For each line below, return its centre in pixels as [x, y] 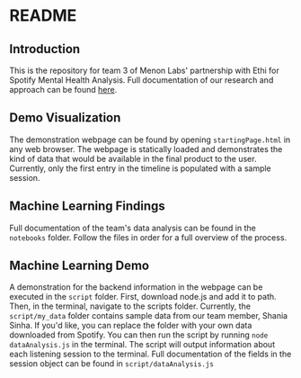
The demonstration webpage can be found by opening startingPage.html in [150, 139]
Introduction [45, 49]
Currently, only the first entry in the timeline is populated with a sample [140, 168]
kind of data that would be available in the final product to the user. [133, 158]
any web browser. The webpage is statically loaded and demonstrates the [146, 148]
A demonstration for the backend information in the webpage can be [136, 287]
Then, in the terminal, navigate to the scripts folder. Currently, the [130, 306]
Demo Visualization [65, 118]
